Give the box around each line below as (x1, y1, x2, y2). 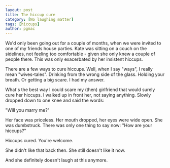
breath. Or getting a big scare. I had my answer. (5, 77, 105, 83)
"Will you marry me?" (5, 107, 50, 113)
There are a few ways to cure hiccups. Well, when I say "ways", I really (5, 66, 153, 72)
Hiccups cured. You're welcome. (5, 138, 74, 144)
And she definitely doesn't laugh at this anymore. (5, 157, 108, 163)
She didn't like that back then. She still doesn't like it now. (5, 147, 125, 153)
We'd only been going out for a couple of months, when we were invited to (5, 40, 161, 46)
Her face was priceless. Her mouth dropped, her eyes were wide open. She (5, 117, 163, 123)
